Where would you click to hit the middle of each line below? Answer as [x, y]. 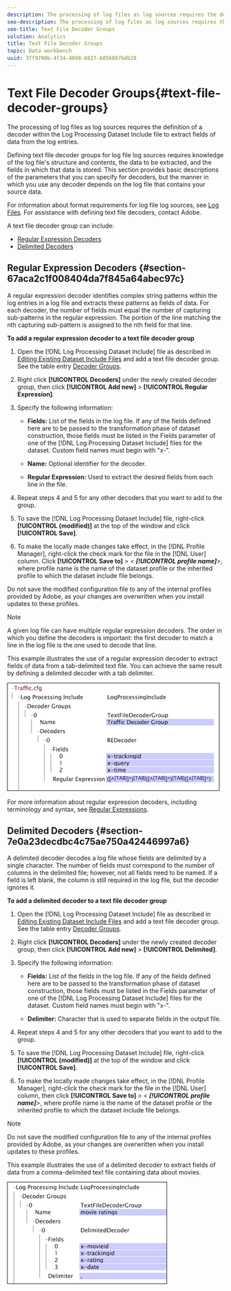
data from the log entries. [43, 141]
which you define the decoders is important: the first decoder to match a [110, 637]
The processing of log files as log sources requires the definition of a [105, 127]
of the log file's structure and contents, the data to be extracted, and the [109, 162]
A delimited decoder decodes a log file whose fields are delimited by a [107, 858]
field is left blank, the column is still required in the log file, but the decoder [113, 880]
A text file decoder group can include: [61, 226]
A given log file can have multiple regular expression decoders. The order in [114, 630]
